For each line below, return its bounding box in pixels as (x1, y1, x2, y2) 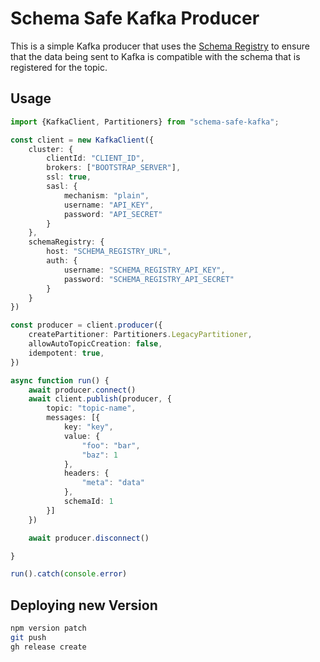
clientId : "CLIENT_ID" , (46, 153, 145, 164)
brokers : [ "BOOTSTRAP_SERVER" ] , (46, 163, 182, 173)
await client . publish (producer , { (28, 394, 172, 404)
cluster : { (28, 144, 74, 154)
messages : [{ (46, 413, 101, 423)
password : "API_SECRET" (63, 209, 163, 219)
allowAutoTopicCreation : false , (28, 339, 163, 349)
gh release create (10, 642, 87, 652)
